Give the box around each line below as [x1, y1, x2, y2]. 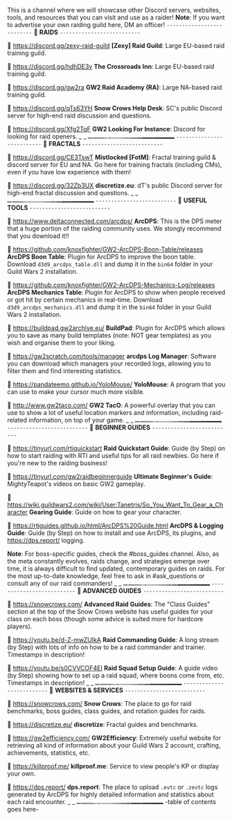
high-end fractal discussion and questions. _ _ [7, 189, 139, 197]
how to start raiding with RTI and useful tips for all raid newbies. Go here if [7, 452, 220, 459]
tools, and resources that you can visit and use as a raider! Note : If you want [7, 13, 225, 22]
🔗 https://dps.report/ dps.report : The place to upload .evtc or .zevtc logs [7, 783, 218, 791]
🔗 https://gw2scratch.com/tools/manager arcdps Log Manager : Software [7, 352, 217, 360]
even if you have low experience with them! [7, 168, 132, 176]
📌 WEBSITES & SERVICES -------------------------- [49, 686, 206, 694]
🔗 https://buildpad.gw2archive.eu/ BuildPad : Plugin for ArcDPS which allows [7, 324, 225, 332]
